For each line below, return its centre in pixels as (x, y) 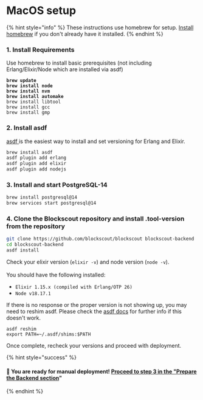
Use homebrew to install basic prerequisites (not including (79, 63)
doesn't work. (24, 318)
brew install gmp (28, 113)
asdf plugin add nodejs (36, 169)
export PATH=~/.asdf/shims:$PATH (49, 334)
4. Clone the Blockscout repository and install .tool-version (95, 219)
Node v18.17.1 (33, 293)
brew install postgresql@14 (42, 198)
